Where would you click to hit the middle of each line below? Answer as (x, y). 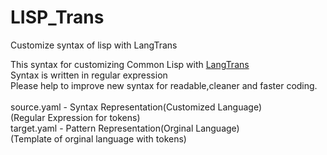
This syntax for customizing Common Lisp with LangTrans (130, 64)
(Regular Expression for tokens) (75, 117)
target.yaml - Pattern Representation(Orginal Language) (125, 128)
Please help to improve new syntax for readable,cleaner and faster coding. (164, 85)
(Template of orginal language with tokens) (98, 138)
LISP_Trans (57, 17)
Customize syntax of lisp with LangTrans (94, 45)
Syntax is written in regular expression (89, 75)
